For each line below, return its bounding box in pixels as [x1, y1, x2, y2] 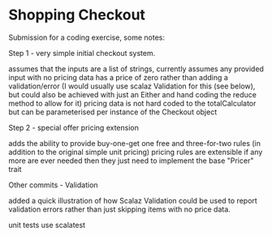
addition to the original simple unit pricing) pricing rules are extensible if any [8, 147, 263, 157]
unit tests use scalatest [8, 220, 86, 230]
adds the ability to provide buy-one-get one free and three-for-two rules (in [8, 138, 261, 148]
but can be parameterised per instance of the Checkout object [8, 107, 218, 117]
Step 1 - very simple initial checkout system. [8, 48, 156, 58]
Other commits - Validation [8, 180, 99, 190]
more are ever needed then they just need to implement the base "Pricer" [8, 156, 254, 165]
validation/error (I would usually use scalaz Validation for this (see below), [8, 81, 256, 91]
